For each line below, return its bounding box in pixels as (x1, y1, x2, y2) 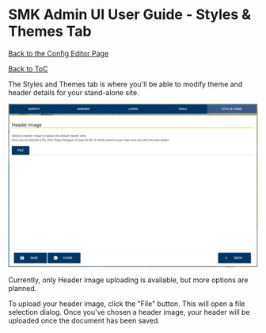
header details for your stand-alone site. (8, 87, 140, 97)
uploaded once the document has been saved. (8, 316, 161, 326)
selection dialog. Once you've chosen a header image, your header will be (8, 308, 251, 317)
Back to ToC (8, 63, 48, 73)
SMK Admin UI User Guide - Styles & (8, 6, 252, 24)
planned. (8, 284, 37, 293)
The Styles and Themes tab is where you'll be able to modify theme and (8, 79, 243, 89)
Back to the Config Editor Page (8, 48, 109, 58)
